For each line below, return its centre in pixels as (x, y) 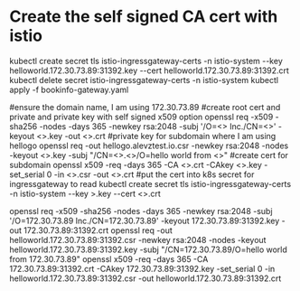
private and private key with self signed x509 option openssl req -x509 (141, 117)
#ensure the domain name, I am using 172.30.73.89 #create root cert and (145, 107)
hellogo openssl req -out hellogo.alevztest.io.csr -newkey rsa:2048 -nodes (149, 145)
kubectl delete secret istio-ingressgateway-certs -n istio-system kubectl (144, 80)
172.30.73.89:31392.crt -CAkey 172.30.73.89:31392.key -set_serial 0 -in (142, 268)
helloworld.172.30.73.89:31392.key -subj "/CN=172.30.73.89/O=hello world (148, 249)
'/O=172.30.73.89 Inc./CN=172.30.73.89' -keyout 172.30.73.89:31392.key (145, 221)
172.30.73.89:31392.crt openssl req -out (98, 230)
